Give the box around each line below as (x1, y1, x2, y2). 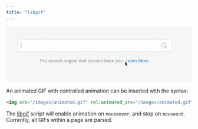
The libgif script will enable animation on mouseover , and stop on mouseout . (6, 110, 186, 117)
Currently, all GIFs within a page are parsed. (6, 116, 113, 123)
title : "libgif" (6, 9, 46, 15)
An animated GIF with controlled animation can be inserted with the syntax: (6, 87, 189, 94)
